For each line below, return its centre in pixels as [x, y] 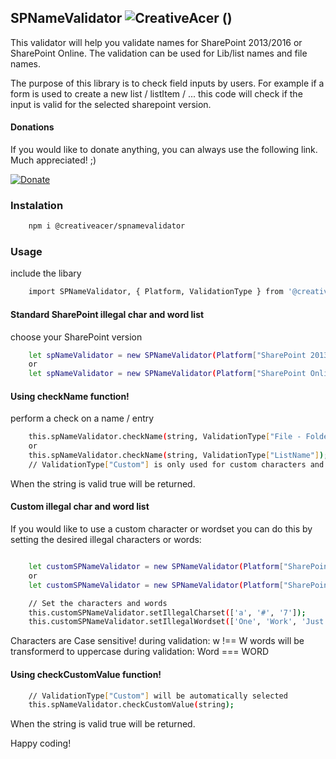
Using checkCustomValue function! [86, 674]
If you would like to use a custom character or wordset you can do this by [161, 529]
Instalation [37, 205]
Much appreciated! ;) [53, 160]
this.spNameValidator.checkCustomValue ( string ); [131, 705]
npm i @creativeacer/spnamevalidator [107, 226]
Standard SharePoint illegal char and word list [107, 314]
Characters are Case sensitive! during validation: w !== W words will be [157, 641]
